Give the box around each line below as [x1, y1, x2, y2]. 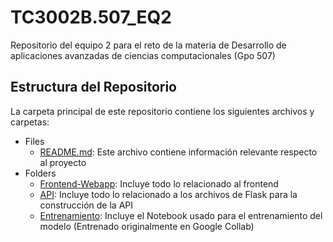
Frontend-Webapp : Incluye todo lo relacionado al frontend [39, 177, 279, 190]
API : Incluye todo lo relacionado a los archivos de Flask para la [39, 188, 298, 200]
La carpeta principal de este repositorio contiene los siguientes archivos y [10, 105, 315, 117]
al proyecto [39, 156, 87, 168]
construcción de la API [39, 199, 133, 211]
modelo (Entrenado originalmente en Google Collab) [39, 220, 255, 232]
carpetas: [10, 116, 50, 128]
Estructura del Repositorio [10, 79, 177, 96]
